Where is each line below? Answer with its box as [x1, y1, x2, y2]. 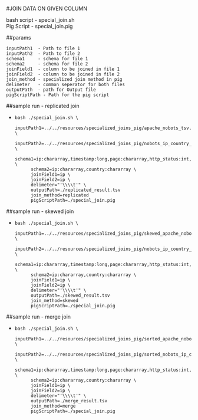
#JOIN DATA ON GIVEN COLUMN [6, 5, 87, 12]
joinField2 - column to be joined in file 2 [6, 71, 120, 77]
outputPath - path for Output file [6, 87, 96, 93]
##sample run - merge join [6, 313, 71, 320]
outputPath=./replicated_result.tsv [30, 187, 121, 193]
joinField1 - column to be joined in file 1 [6, 66, 120, 72]
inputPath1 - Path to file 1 [6, 45, 81, 51]
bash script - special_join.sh [6, 17, 75, 23]
